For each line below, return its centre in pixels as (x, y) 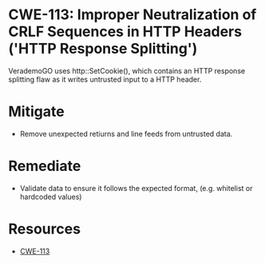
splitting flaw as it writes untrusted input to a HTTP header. (105, 79)
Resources (45, 229)
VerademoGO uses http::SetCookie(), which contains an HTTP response (127, 70)
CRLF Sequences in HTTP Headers (125, 32)
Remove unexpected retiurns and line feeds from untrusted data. (126, 133)
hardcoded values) (51, 197)
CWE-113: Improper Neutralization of (132, 15)
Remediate (45, 166)
